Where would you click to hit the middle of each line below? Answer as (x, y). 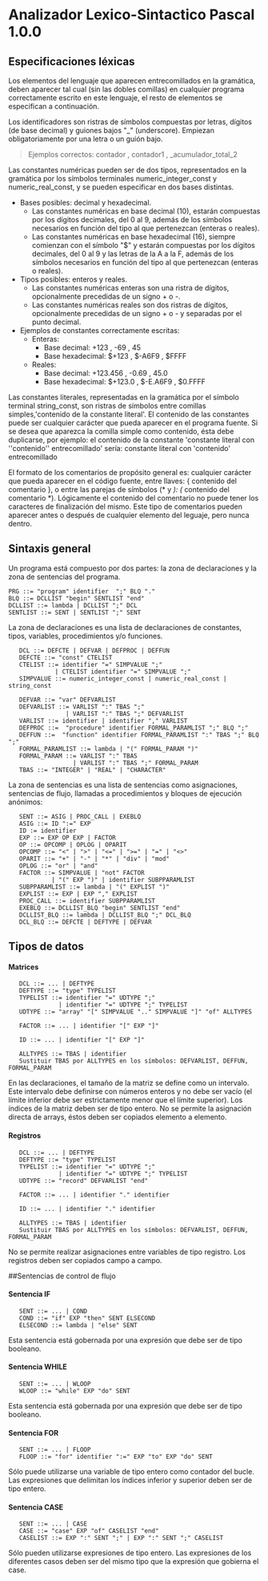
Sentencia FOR (33, 1433)
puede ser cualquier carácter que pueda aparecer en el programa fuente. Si (133, 423)
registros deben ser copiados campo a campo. (85, 1260)
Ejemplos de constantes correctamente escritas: (100, 330)
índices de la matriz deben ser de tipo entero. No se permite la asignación (130, 1108)
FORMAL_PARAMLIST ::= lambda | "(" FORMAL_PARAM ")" (108, 749)
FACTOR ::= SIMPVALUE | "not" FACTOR (82, 872)
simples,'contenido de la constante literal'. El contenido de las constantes (129, 414)
